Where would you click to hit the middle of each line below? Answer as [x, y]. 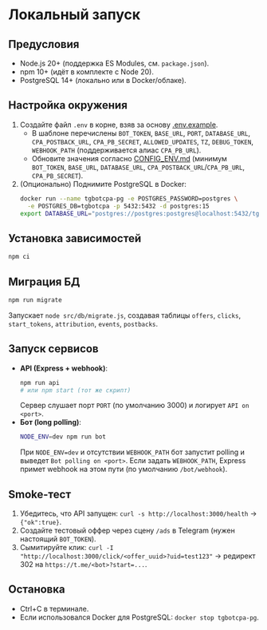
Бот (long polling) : [51, 422]
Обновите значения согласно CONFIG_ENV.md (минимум [129, 158]
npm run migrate [35, 300]
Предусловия [44, 44]
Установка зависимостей [75, 238]
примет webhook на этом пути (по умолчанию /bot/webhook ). [124, 470]
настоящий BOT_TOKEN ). [58, 539]
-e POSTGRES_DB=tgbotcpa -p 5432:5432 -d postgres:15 [118, 206]
